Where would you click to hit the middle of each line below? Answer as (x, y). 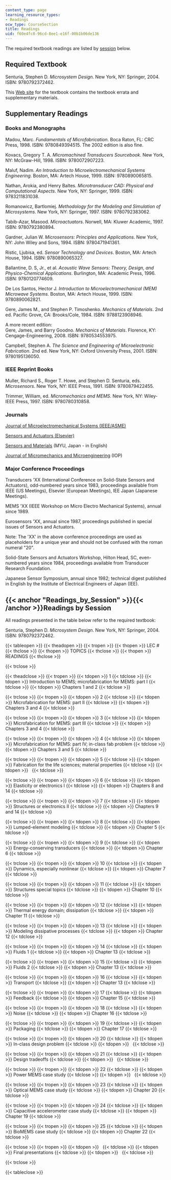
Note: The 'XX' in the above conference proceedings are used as (74, 537)
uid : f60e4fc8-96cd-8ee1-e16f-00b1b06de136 (52, 34)
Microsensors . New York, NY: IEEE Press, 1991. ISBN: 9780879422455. (80, 386)
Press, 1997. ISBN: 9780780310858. (53, 401)
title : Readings (22, 29)
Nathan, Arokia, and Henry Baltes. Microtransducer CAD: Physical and (79, 185)
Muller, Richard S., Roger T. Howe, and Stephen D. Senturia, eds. (73, 380)
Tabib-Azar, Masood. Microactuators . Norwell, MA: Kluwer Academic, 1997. (84, 222)
